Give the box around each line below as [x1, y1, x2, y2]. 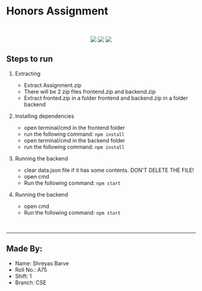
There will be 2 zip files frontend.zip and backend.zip [23, 88, 156, 95]
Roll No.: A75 [14, 266, 47, 273]
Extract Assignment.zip [23, 81, 82, 88]
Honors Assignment [6, 4, 108, 18]
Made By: [6, 244, 43, 254]
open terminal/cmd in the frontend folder [23, 124, 125, 131]
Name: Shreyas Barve [14, 260, 69, 267]
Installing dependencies [14, 112, 75, 120]
